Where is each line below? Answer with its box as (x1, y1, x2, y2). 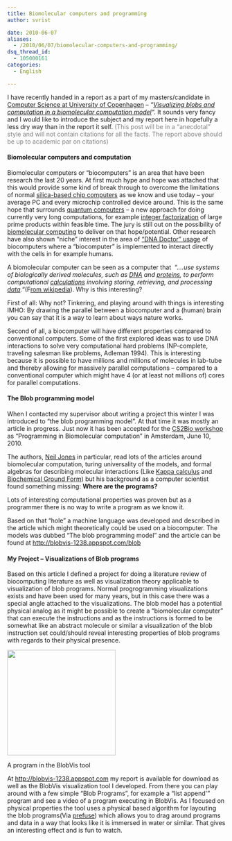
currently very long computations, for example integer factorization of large (7, 212, 223, 221)
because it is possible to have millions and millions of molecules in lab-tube (7, 356, 222, 364)
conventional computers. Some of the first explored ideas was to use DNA (7, 334, 219, 342)
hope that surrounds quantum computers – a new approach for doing (7, 205, 204, 214)
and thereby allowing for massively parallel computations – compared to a (7, 364, 218, 372)
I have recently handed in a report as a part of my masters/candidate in (7, 93, 210, 101)
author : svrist (7, 17, 51, 24)
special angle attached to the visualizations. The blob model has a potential (7, 600, 222, 608)
